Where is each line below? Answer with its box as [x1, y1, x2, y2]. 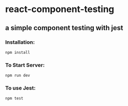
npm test [5, 96, 24, 101]
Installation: [5, 39, 35, 46]
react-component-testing [5, 4, 114, 15]
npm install [5, 50, 30, 55]
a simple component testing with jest [5, 24, 123, 32]
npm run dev [5, 73, 30, 78]
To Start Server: [5, 61, 45, 68]
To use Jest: [5, 84, 36, 91]
